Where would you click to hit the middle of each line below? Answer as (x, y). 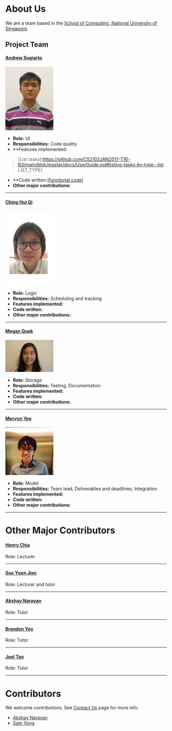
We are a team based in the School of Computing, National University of (81, 23)
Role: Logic (25, 293)
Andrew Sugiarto (24, 57)
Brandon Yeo (19, 629)
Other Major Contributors (60, 530)
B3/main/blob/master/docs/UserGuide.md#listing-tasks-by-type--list (91, 165)
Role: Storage (27, 380)
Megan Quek (19, 331)
